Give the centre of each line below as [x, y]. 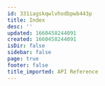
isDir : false [26, 46]
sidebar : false [29, 53]
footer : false [28, 65]
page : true [23, 59]
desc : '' [20, 26]
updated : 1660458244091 [42, 33]
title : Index [26, 20]
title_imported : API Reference [53, 71]
